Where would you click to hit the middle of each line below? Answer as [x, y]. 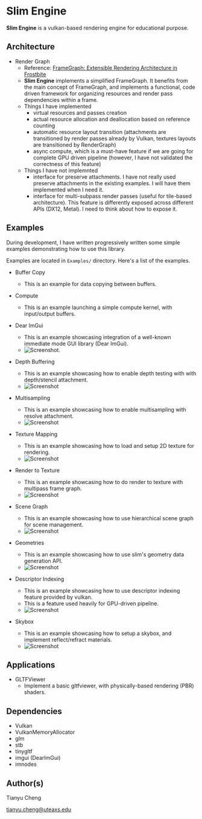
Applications [31, 665]
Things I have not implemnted [61, 170]
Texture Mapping [36, 434]
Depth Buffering [35, 362]
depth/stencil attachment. [56, 380]
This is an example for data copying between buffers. [90, 284]
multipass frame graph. [53, 488]
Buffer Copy [30, 272]
